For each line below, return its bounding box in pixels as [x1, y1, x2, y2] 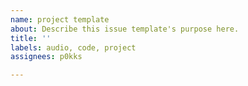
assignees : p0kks [10, 52, 83, 62]
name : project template [10, 14, 110, 25]
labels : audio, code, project [10, 42, 137, 53]
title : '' [10, 33, 52, 43]
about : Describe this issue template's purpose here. [10, 24, 240, 34]
